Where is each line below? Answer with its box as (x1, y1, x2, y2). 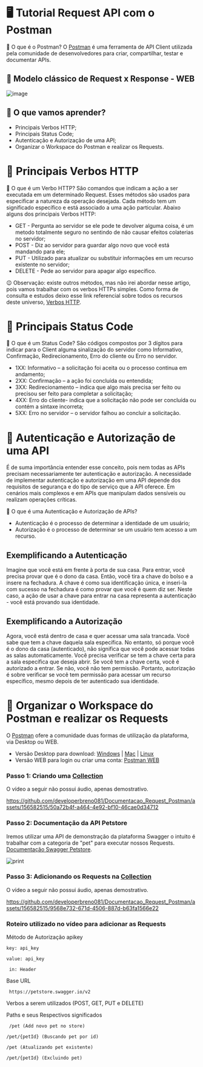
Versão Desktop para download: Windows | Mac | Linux (15, 750, 154, 757)
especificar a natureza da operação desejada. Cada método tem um (6, 197, 176, 205)
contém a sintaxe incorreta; (15, 403, 84, 410)
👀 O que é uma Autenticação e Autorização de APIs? (6, 508, 138, 515)
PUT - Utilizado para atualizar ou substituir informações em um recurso (15, 254, 194, 261)
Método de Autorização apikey (6, 933, 83, 941)
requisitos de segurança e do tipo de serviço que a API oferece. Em (6, 483, 175, 490)
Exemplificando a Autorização (6, 616, 123, 626)
